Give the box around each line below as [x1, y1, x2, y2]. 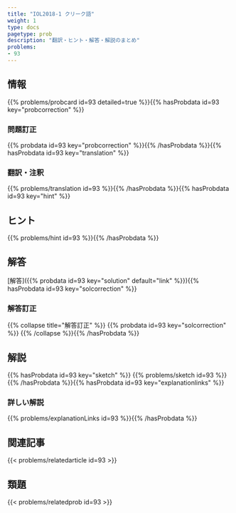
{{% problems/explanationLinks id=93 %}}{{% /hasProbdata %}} [7, 414, 198, 423]
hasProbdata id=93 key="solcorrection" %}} [7, 284, 137, 293]
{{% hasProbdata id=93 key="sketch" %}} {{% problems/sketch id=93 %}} [7, 371, 227, 380]
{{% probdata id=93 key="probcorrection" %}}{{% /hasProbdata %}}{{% [7, 140, 222, 150]
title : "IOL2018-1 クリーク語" [7, 10, 95, 18]
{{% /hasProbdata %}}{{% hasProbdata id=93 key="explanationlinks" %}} [7, 378, 225, 387]
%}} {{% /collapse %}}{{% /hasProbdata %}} [7, 329, 140, 338]
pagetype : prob [7, 30, 53, 38]
